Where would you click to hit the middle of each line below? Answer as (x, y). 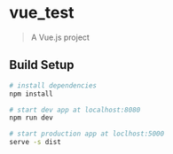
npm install (31, 94)
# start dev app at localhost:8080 (75, 110)
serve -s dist (35, 142)
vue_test (42, 13)
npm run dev (31, 118)
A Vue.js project (60, 37)
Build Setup (42, 65)
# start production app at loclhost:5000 (87, 134)
